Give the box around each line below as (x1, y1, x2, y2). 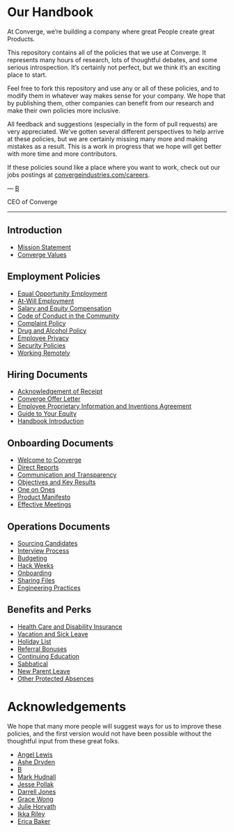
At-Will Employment (17, 296, 75, 305)
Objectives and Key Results (17, 478, 96, 486)
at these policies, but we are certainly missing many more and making (7, 134, 208, 143)
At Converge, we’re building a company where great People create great (7, 27, 214, 36)
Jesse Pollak (17, 780, 54, 788)
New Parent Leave (17, 666, 71, 675)
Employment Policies (7, 270, 101, 283)
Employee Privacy (17, 333, 70, 342)
